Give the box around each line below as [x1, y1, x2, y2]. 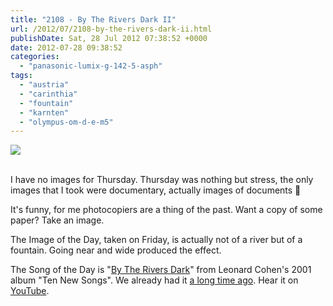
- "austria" [19, 80, 70, 90]
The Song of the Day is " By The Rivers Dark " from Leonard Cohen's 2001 [10, 264, 312, 276]
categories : [10, 52, 60, 62]
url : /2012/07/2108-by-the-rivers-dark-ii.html [10, 24, 213, 34]
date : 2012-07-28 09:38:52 [10, 42, 123, 53]
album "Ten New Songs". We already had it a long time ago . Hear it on [10, 274, 299, 286]
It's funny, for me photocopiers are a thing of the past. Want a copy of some [10, 204, 323, 216]
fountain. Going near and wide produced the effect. [10, 244, 222, 256]
